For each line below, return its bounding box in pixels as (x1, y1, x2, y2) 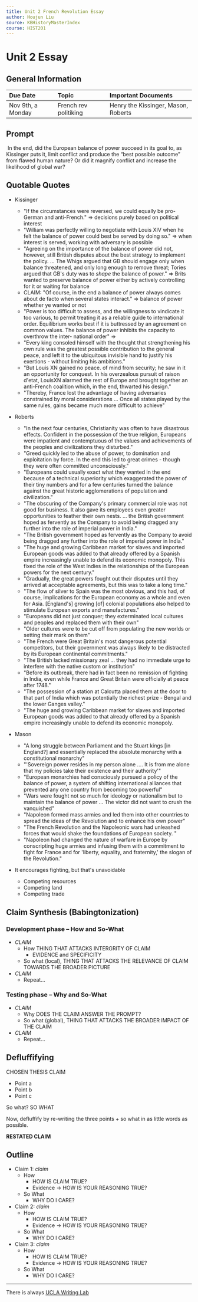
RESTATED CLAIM (6, 1133, 51, 1140)
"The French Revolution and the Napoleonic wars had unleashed (23, 824, 180, 831)
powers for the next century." (23, 569, 95, 576)
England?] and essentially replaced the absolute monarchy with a (23, 748, 181, 755)
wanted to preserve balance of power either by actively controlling (23, 276, 186, 283)
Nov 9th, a (9, 101, 38, 110)
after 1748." (23, 681, 51, 688)
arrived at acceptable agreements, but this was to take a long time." (23, 581, 188, 588)
